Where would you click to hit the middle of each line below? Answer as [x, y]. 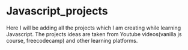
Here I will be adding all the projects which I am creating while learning [94, 28]
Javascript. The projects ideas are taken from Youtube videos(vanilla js [94, 34]
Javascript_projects [57, 11]
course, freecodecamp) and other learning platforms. [72, 40]
